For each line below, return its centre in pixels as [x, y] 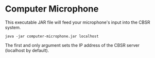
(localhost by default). [27, 50]
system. [13, 27]
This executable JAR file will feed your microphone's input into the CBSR [78, 22]
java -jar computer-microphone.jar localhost [52, 36]
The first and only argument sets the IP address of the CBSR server [72, 45]
